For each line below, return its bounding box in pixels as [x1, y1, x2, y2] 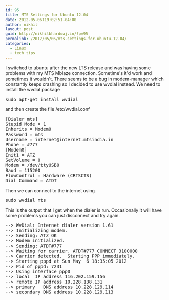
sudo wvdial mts [5, 197, 46, 203]
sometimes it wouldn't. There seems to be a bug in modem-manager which [5, 76, 164, 82]
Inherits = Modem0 [5, 126, 52, 132]
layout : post [5, 27, 33, 32]
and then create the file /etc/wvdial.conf [5, 106, 90, 112]
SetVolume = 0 [5, 157, 41, 163]
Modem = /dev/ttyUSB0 [5, 162, 60, 168]
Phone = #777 [5, 142, 38, 147]
